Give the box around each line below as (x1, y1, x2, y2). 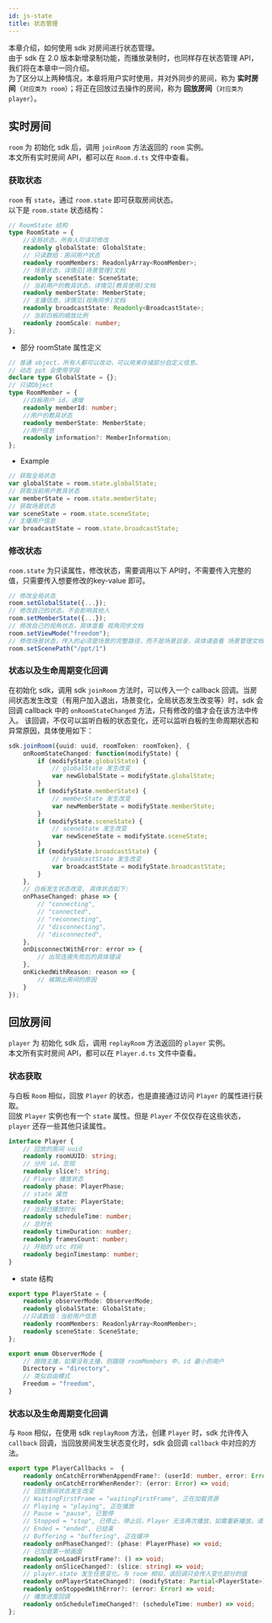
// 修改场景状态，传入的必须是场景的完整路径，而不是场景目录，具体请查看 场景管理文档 (8, 637, 265, 645)
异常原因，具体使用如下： (8, 725, 94, 735)
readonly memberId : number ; (23, 403, 117, 412)
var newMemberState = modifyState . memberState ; (51, 802, 216, 810)
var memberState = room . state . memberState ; (8, 494, 158, 503)
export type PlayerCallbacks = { (8, 1465, 125, 1473)
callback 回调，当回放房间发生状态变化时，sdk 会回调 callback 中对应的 (8, 1438, 249, 1448)
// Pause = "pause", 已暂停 (23, 1509, 114, 1518)
